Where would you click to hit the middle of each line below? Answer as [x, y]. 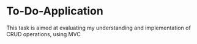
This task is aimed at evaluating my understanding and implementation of [98, 28]
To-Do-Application [55, 11]
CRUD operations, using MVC [43, 34]
